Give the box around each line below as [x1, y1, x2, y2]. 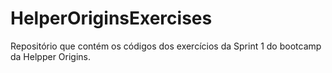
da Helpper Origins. [10, 50, 92, 62]
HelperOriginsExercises [10, 7, 213, 30]
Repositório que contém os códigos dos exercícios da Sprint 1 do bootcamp [10, 40, 322, 52]
